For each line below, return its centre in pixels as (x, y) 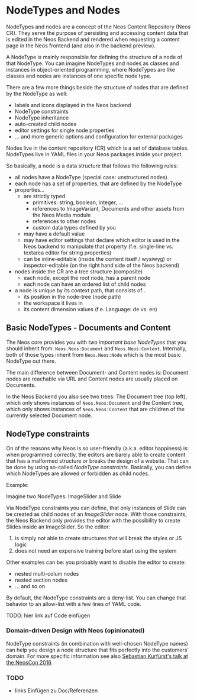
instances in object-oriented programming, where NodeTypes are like (91, 69)
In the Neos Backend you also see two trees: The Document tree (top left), (97, 396)
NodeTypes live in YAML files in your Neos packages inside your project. (95, 154)
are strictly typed (44, 196)
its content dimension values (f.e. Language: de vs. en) (91, 309)
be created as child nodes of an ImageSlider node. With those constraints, (97, 514)
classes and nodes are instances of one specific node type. (79, 76)
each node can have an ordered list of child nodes (85, 284)
